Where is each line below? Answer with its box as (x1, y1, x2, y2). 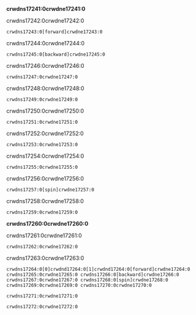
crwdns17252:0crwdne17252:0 (6, 130, 84, 137)
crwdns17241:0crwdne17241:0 (6, 6, 86, 12)
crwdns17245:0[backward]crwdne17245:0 (6, 51, 105, 57)
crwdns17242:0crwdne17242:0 (6, 17, 85, 24)
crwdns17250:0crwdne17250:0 (6, 107, 85, 114)
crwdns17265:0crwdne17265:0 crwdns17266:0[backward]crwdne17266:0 (6, 272, 179, 278)
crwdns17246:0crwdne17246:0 (6, 62, 85, 69)
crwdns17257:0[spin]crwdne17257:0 (6, 187, 95, 193)
